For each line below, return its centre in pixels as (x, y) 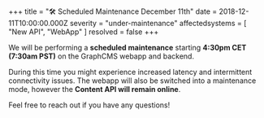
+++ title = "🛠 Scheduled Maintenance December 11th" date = (113, 11)
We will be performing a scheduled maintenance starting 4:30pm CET (128, 48)
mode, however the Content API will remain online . (95, 89)
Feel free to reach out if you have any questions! (89, 105)
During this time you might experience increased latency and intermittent (130, 72)
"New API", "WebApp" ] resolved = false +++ (84, 32)
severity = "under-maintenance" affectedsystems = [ (158, 23)
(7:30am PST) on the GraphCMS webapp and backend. (102, 56)
